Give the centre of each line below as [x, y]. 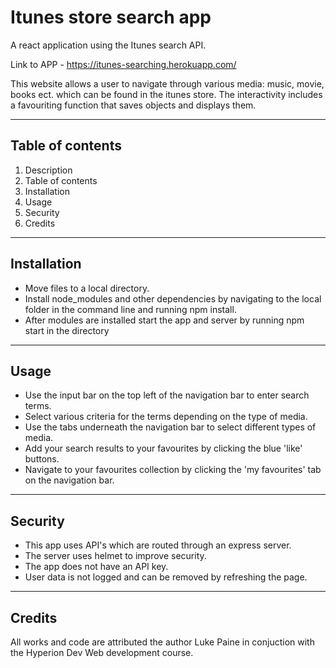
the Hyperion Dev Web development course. [102, 652]
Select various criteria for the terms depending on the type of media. [166, 417]
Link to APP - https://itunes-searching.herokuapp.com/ [123, 64]
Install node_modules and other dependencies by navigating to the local [173, 298]
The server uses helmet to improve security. [115, 556]
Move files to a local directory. [87, 288]
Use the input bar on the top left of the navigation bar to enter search [167, 395]
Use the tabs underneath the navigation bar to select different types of [170, 427]
